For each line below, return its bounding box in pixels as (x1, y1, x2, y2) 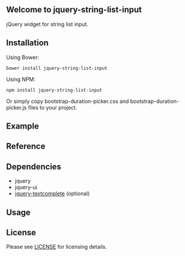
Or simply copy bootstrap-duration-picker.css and (6, 98, 129, 105)
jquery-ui (14, 184, 37, 191)
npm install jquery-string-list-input (6, 87, 102, 93)
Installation (6, 38, 49, 48)
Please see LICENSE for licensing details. (6, 243, 107, 251)
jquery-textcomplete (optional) (14, 190, 90, 197)
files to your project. (27, 104, 77, 111)
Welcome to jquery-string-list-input (6, 5, 142, 15)
